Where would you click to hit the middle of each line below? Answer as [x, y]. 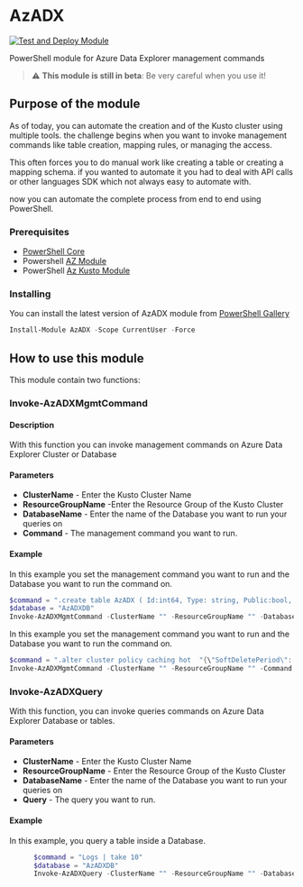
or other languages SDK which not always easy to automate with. [130, 181]
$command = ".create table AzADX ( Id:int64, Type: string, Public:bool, [151, 600]
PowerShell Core [54, 251]
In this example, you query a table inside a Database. [107, 840]
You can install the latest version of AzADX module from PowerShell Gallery [150, 314]
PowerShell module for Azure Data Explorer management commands [137, 58]
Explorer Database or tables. [62, 721]
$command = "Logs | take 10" [88, 857]
